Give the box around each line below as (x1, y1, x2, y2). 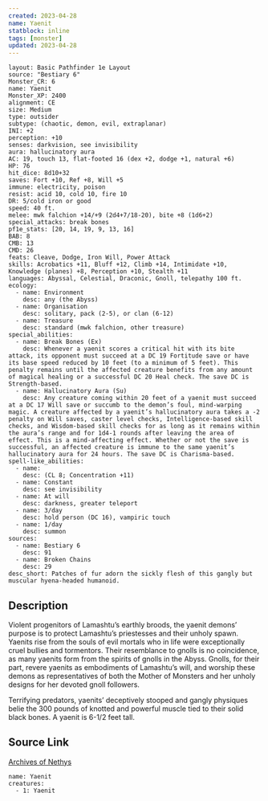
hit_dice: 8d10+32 (8, 170, 70, 178)
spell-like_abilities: (8, 457, 84, 466)
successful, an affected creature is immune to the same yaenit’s (8, 443, 235, 452)
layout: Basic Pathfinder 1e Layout (8, 63, 131, 72)
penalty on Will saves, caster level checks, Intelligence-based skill (8, 415, 253, 423)
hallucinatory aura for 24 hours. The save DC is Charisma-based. (8, 451, 235, 459)
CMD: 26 (8, 247, 35, 255)
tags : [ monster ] (8, 34, 63, 43)
